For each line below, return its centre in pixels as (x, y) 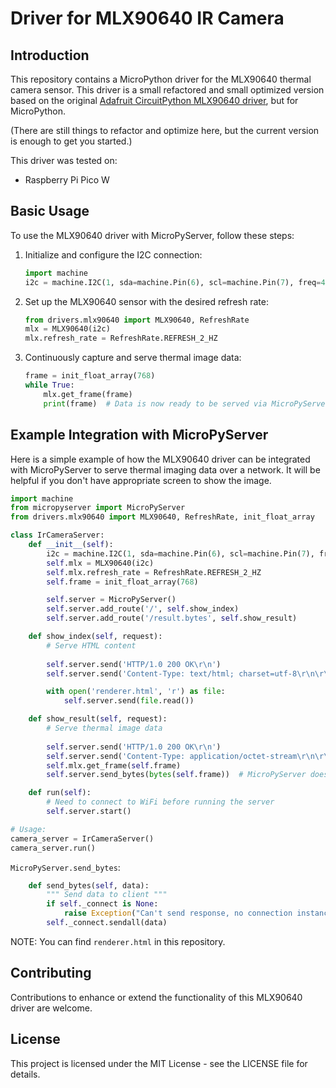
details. (25, 1074)
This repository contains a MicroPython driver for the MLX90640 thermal (161, 79)
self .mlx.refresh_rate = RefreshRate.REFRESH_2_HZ (154, 572)
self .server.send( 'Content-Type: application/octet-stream (172, 756)
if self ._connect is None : (102, 904)
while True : (49, 385)
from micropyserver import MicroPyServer (98, 508)
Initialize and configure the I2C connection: (113, 254)
